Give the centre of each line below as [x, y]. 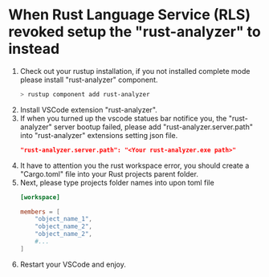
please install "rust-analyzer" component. [89, 79]
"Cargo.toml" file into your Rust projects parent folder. [109, 173]
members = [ [40, 212]
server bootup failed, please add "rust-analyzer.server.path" [153, 127]
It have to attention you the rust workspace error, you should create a [134, 165]
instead [34, 49]
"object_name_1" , [63, 219]
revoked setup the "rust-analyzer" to [134, 32]
